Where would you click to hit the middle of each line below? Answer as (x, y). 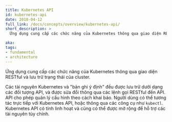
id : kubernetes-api (26, 15)
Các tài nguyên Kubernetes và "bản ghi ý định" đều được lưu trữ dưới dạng (84, 86)
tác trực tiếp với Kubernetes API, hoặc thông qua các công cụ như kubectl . (84, 103)
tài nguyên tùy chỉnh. (27, 114)
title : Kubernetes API (29, 10)
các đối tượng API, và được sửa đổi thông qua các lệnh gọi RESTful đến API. (85, 92)
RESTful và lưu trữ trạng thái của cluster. (48, 77)
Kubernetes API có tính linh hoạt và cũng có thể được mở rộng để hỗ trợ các (85, 108)
